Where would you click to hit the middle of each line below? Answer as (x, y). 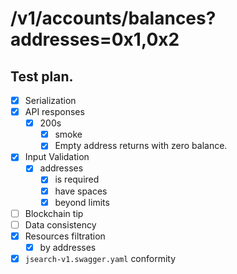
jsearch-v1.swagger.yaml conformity (100, 258)
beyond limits (82, 202)
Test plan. (42, 76)
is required (77, 179)
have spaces (81, 191)
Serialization (50, 100)
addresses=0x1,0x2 (95, 39)
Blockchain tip (54, 213)
